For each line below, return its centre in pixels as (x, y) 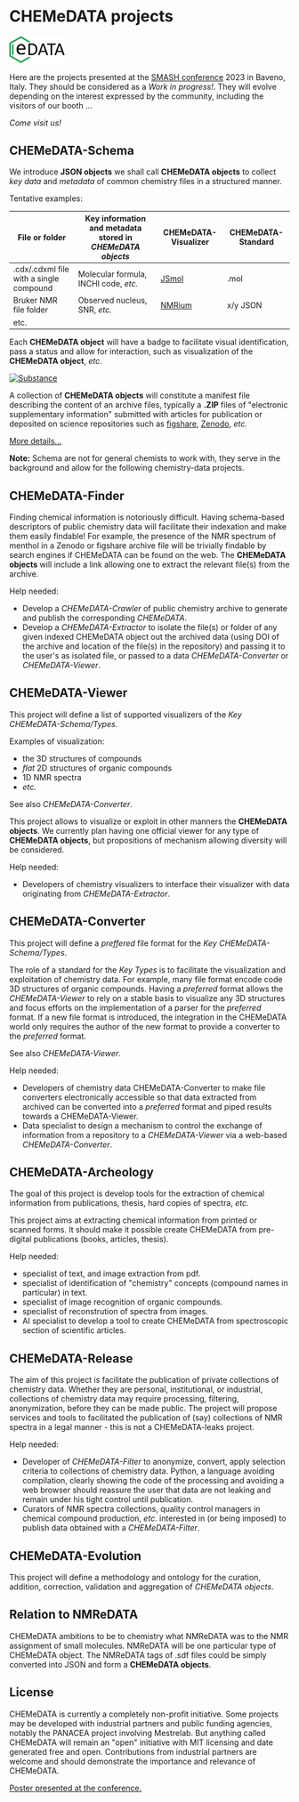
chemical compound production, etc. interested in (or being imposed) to (154, 1518)
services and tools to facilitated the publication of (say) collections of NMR (146, 1418)
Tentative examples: (46, 198)
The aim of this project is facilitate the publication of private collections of (144, 1380)
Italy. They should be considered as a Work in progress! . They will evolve (143, 86)
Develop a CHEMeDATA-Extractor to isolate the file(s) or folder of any (149, 627)
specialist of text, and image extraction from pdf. (111, 1273)
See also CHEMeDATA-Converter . (71, 804)
